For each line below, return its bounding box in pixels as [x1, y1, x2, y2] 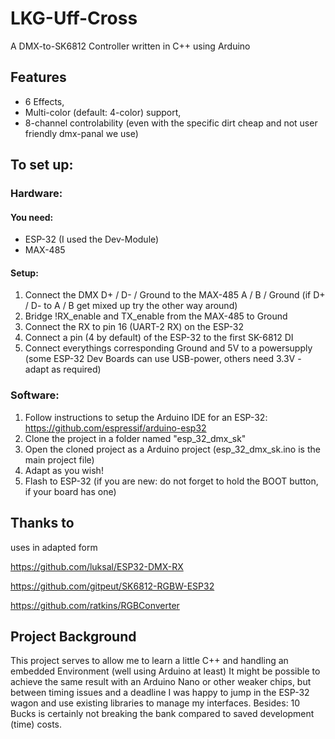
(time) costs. [10, 718, 63, 731]
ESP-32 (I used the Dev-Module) [24, 233, 160, 246]
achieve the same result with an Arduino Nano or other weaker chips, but [10, 676, 312, 688]
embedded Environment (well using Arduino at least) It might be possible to [10, 665, 321, 677]
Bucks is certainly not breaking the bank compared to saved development [10, 708, 315, 720]
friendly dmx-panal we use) [24, 127, 139, 139]
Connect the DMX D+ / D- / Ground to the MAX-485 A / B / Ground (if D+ [24, 289, 326, 301]
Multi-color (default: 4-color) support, [24, 106, 182, 118]
